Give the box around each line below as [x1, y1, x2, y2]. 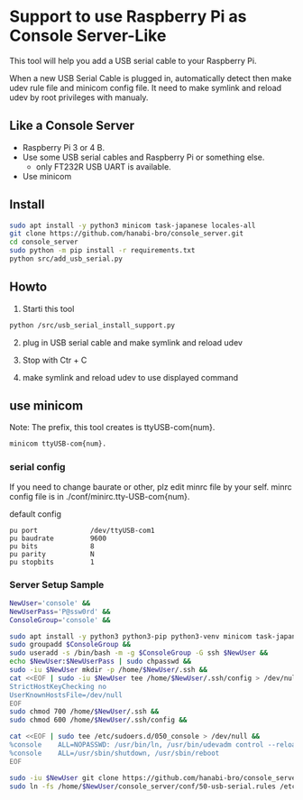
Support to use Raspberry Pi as [9, 6, 247, 27]
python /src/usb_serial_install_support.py [9, 320, 176, 330]
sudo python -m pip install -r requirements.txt [9, 246, 196, 255]
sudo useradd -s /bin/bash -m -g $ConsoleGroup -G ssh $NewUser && [9, 648, 269, 657]
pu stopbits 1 [9, 557, 95, 566]
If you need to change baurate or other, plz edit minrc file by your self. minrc [9, 481, 293, 492]
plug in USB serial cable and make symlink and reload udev [22, 336, 243, 348]
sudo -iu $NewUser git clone [9, 773, 119, 782]
